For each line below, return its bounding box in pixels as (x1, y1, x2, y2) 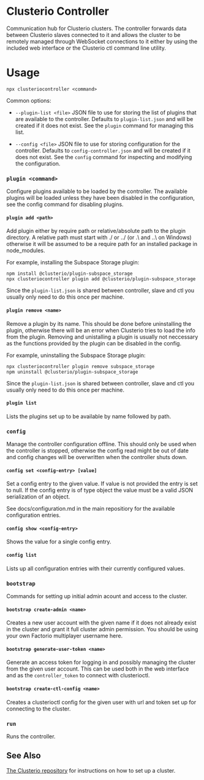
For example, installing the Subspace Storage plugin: (6, 259, 140, 266)
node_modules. (6, 247, 45, 254)
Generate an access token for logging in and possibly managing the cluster (6, 659, 196, 666)
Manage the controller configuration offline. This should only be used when (6, 441, 197, 448)
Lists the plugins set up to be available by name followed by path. (6, 412, 172, 420)
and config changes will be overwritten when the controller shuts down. (6, 454, 188, 461)
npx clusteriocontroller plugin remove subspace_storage (6, 363, 155, 369)
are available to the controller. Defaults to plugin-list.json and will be (15, 115, 194, 122)
